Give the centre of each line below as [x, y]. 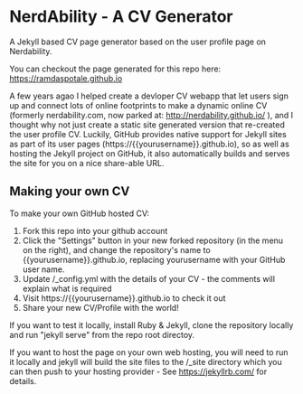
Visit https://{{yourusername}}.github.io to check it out [124, 298]
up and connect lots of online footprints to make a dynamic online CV [138, 105]
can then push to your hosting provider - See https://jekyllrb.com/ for [138, 371]
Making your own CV [70, 192]
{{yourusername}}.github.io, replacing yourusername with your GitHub [154, 259]
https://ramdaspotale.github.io [66, 78]
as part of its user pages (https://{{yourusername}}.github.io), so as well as [149, 144]
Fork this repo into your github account [95, 230]
